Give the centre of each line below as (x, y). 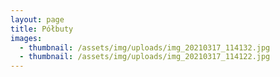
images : (26, 38)
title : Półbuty (42, 29)
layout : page (37, 19)
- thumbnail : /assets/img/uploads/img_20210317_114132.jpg (145, 47)
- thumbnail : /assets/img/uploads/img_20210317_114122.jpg (145, 57)
